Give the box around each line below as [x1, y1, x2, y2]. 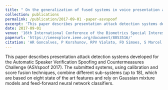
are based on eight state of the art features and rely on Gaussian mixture [5, 74, 155, 80]
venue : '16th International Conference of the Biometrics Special [5, 30, 146, 35]
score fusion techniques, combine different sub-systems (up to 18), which [5, 69, 157, 75]
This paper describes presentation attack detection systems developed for [5, 53, 159, 59]
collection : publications [5, 12, 59, 17]
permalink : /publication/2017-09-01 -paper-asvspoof [5, 16, 117, 21]
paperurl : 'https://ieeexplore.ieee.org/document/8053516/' [5, 35, 133, 40]
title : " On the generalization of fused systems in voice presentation [5, 7, 160, 12]
